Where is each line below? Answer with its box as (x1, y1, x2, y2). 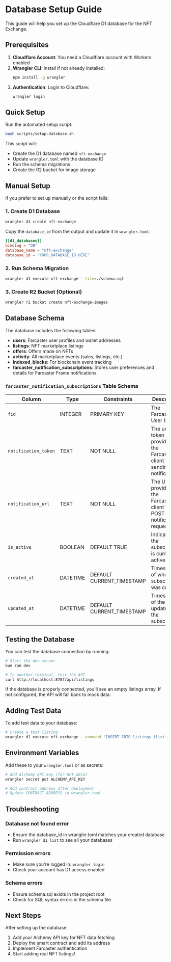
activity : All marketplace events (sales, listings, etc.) (12, 353, 123, 360)
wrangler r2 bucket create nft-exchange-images (5, 300, 108, 305)
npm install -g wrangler (12, 75, 66, 80)
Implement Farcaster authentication (12, 945, 88, 951)
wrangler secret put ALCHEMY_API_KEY (5, 777, 85, 782)
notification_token (8, 448, 55, 454)
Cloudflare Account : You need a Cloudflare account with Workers (12, 54, 152, 60)
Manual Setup (5, 181, 51, 190)
